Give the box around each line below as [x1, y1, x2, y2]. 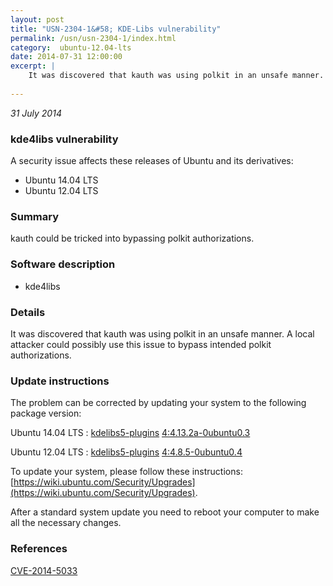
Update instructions [10, 374, 110, 388]
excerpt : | [10, 61, 56, 71]
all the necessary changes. [10, 517, 122, 529]
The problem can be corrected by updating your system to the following [10, 397, 307, 409]
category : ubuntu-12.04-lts [10, 42, 132, 53]
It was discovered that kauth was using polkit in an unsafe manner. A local [10, 327, 315, 340]
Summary [10, 209, 60, 223]
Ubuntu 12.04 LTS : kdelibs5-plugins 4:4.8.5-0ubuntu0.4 [10, 446, 243, 458]
